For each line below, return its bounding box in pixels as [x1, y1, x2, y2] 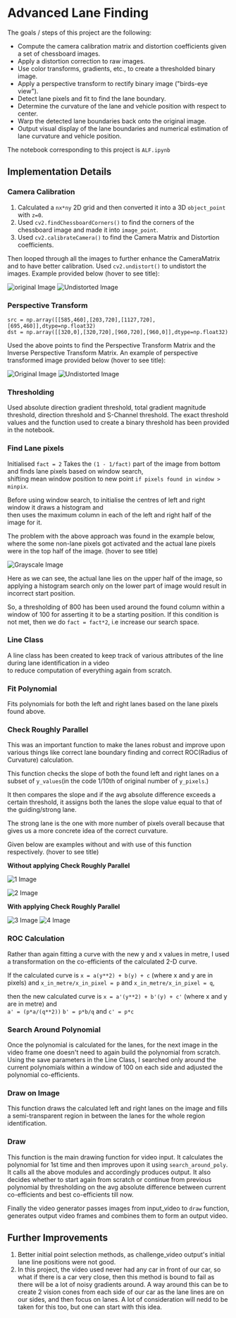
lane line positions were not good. [17, 1258, 116, 1267]
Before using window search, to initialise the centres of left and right [7, 495, 206, 504]
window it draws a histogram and [7, 503, 104, 512]
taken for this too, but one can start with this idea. [17, 1302, 162, 1312]
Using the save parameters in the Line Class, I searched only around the [7, 1056, 217, 1064]
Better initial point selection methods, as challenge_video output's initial [17, 1250, 225, 1259]
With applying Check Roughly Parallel [7, 902, 120, 911]
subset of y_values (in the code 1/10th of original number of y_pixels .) [7, 777, 209, 785]
